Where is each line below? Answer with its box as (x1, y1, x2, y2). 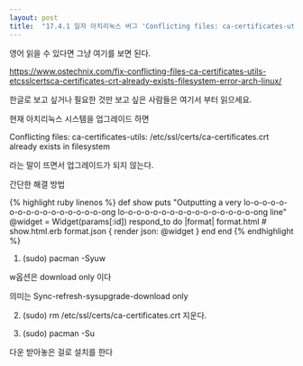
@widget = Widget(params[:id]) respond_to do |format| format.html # (9, 216, 267, 227)
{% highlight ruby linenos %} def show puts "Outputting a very (9, 196, 242, 208)
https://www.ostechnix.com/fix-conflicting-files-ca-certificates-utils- (9, 65, 267, 77)
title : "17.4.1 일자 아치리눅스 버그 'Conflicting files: (9, 22, 219, 31)
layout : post (9, 13, 59, 23)
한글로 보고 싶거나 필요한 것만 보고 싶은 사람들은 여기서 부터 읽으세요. (9, 94, 252, 105)
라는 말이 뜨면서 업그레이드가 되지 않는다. (9, 159, 154, 170)
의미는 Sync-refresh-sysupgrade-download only (9, 290, 188, 301)
